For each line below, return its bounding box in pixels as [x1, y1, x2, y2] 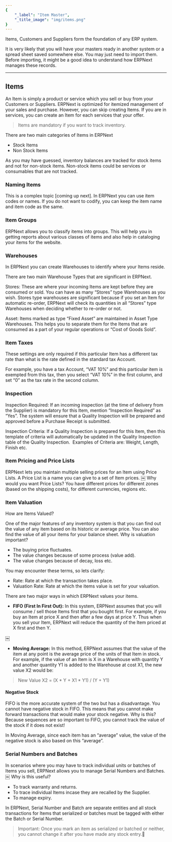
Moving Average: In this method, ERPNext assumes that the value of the [12, 646, 166, 652]
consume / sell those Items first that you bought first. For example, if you [12, 609, 166, 615]
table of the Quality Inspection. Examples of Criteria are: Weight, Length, [5, 439, 160, 445]
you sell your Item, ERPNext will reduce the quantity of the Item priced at [12, 619, 166, 626]
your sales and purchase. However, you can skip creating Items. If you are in [5, 106, 166, 113]
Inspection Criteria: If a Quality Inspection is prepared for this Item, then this [5, 428, 165, 434]
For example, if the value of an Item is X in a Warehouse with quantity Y [12, 656, 164, 663]
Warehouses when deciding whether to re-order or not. [5, 305, 122, 312]
